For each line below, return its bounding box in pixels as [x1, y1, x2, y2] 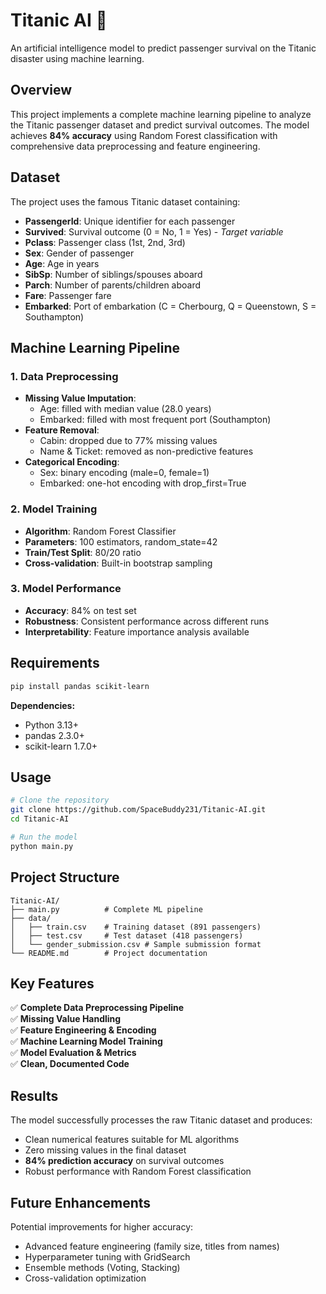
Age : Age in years [24, 257, 100, 269]
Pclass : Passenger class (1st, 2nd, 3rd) [24, 236, 186, 248]
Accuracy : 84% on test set [24, 604, 137, 616]
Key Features [10, 975, 95, 992]
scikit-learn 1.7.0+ [24, 740, 98, 752]
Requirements [10, 655, 100, 672]
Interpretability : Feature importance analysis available [24, 625, 250, 638]
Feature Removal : [24, 424, 100, 436]
